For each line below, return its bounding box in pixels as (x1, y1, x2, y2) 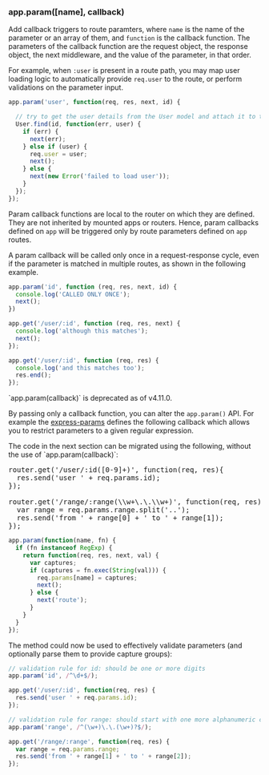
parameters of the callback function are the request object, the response (8, 42, 248, 51)
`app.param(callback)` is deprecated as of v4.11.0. (8, 394, 172, 403)
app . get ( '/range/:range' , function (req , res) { (8, 737, 171, 745)
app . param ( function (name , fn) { (8, 536, 116, 545)
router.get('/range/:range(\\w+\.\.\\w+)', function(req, (8, 498, 241, 507)
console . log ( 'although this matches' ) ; (15, 327, 149, 335)
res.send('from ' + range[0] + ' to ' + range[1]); (16, 514, 224, 523)
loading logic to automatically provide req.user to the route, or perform (8, 75, 243, 84)
